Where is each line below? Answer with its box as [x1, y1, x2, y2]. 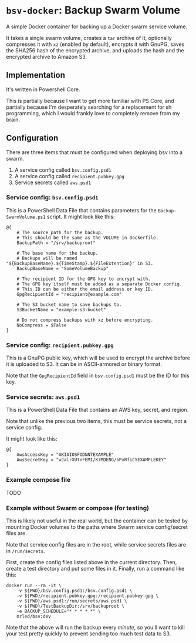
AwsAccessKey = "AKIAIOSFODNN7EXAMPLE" [16, 452, 114, 458]
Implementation [6, 70, 66, 80]
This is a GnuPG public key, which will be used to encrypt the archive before [6, 354, 191, 362]
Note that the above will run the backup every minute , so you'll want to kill [6, 624, 185, 631]
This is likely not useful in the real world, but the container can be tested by [6, 517, 188, 524]
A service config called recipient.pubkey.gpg [14, 172, 125, 179]
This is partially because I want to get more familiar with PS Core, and [6, 97, 174, 104]
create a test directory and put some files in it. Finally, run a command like [6, 565, 185, 572]
